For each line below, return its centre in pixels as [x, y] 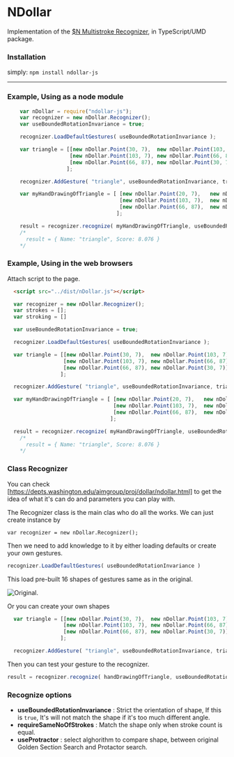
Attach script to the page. [44, 278]
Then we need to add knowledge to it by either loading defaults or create [112, 546]
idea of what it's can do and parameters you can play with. [91, 499]
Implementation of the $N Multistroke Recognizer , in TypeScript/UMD [107, 31]
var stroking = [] [40, 317]
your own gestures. [35, 553]
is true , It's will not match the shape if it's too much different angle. [114, 718]
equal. [26, 733]
